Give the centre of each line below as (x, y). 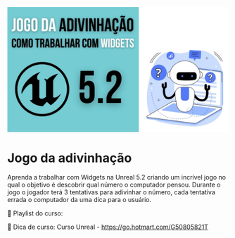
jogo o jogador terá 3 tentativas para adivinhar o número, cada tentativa (112, 192)
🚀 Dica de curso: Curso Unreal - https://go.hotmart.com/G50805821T (108, 227)
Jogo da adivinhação (70, 158)
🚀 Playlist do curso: (35, 213)
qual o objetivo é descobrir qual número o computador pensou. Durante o (114, 185)
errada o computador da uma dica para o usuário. (80, 200)
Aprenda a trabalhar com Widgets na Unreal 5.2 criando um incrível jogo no (117, 177)
